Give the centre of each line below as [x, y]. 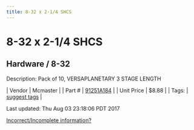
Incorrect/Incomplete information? [49, 120]
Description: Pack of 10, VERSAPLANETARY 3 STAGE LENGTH [84, 79]
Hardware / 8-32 [38, 64]
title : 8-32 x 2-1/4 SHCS [39, 12]
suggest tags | [24, 97]
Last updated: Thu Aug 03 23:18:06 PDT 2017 [63, 108]
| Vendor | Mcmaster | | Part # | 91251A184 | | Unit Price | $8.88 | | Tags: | [97, 90]
